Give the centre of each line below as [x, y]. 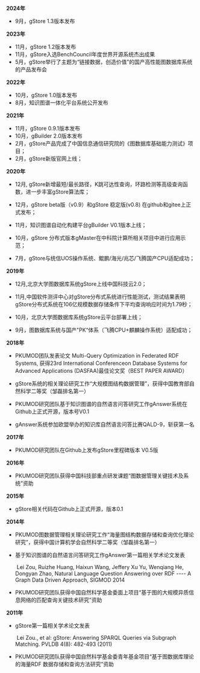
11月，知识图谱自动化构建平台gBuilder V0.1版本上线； [81, 225]
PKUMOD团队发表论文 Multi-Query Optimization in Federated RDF [97, 356]
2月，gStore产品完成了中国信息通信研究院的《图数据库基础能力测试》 [101, 143]
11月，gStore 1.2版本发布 [45, 47]
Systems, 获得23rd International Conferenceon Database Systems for [101, 363]
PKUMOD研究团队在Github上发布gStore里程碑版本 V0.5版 [86, 450]
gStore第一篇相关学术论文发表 [52, 626]
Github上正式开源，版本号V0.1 [52, 411]
